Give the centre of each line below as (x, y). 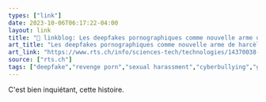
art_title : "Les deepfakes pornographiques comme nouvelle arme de (122, 45)
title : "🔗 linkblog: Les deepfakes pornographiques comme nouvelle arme (131, 38)
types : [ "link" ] (35, 15)
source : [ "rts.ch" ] (40, 60)
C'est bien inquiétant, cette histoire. (66, 89)
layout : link (30, 30)
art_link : (25, 52)
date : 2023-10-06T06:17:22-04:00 (63, 23)
